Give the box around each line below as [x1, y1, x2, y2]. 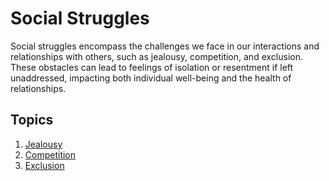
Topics [10, 112, 54, 129]
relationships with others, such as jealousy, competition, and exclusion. [10, 50, 303, 62]
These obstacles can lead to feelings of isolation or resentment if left [10, 61, 294, 73]
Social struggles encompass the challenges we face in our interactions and [10, 40, 320, 52]
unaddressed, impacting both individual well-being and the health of [10, 72, 292, 84]
